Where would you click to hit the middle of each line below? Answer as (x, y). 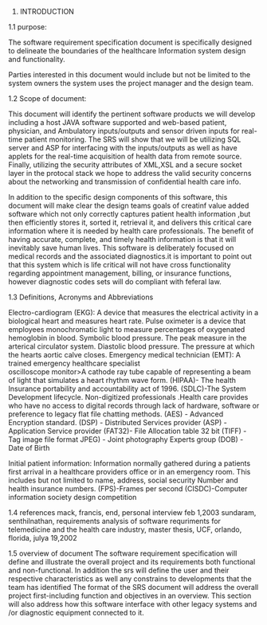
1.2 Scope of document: (47, 98)
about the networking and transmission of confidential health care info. (125, 182)
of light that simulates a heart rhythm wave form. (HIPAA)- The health (122, 380)
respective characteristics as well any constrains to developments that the (130, 579)
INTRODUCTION (47, 12)
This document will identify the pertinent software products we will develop (132, 114)
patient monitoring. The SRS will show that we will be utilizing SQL (133, 139)
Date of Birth (29, 448)
